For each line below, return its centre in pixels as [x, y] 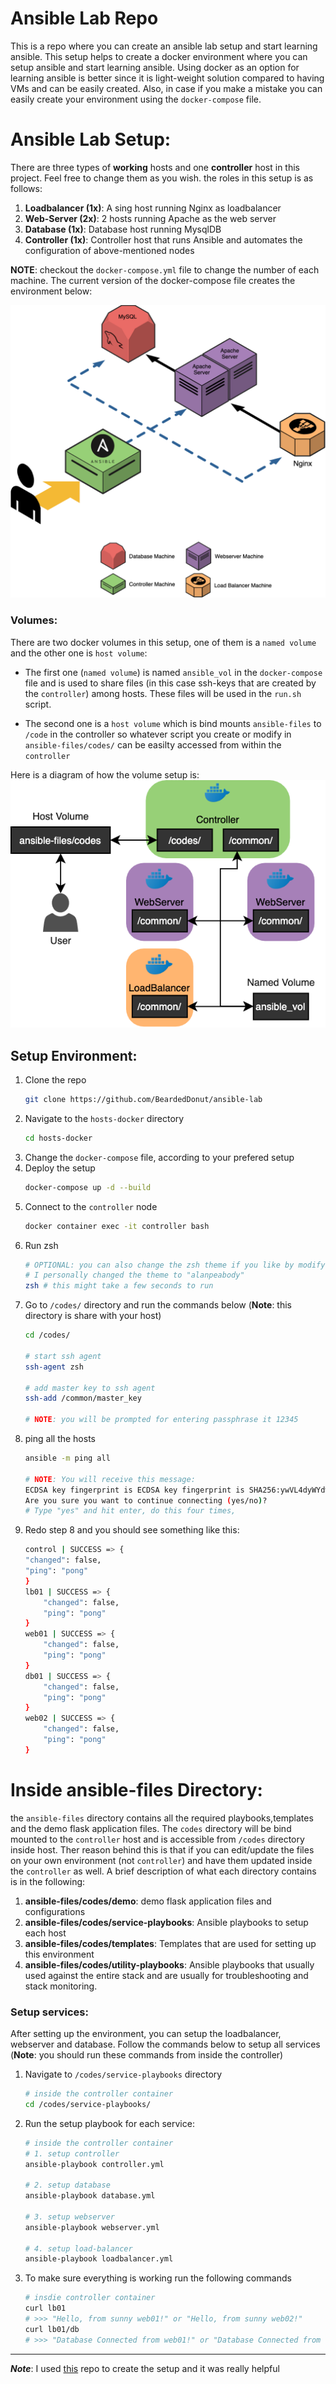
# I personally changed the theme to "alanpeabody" [134, 1275]
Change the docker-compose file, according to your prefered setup [159, 1157]
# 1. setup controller [72, 2153]
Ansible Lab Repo [84, 18]
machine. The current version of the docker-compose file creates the [153, 280]
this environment [59, 1954]
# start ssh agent [63, 1356]
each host [45, 1933]
